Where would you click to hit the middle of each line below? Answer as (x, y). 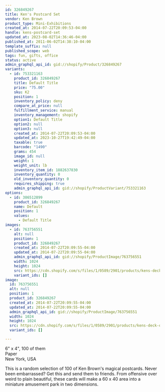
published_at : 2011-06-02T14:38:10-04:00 (48, 42)
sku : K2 (22, 92)
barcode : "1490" (31, 147)
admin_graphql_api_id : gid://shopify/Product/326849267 (63, 65)
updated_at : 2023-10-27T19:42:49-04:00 (55, 138)
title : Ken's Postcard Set (33, 14)
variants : (15, 69)
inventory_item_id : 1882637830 (46, 170)
